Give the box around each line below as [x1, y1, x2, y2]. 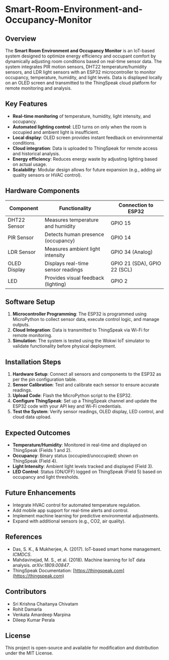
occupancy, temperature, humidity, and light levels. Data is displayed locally [5, 75, 162, 80]
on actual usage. [12, 161, 47, 167]
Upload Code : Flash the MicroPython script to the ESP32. [12, 392, 132, 399]
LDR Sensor [8, 248, 36, 255]
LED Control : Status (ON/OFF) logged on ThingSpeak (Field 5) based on [12, 469, 162, 475]
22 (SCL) [110, 266, 132, 273]
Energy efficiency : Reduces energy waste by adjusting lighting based [12, 156, 157, 162]
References [5, 533, 42, 541]
